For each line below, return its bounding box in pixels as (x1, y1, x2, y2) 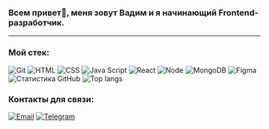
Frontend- (218, 7, 259, 18)
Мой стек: (8, 47, 50, 58)
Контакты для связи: (8, 93, 94, 104)
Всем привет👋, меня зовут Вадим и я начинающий (8, 7, 218, 18)
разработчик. (8, 17, 65, 28)
